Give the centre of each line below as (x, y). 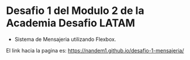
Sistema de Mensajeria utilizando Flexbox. (65, 39)
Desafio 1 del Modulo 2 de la (75, 11)
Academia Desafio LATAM (71, 23)
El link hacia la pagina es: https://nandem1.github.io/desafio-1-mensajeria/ (95, 50)
